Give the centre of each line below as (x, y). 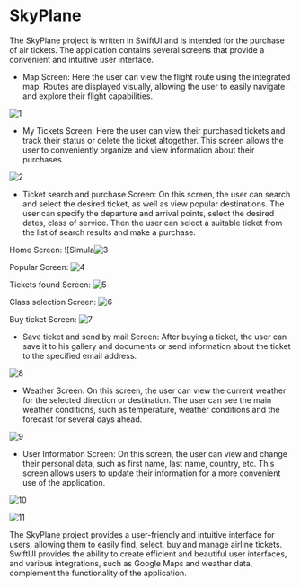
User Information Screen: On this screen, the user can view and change (154, 453)
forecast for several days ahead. (82, 419)
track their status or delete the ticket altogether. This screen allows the (153, 140)
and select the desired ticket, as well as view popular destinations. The (153, 204)
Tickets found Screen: (50, 285)
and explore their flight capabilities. (88, 96)
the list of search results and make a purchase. (109, 232)
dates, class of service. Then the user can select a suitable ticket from (152, 223)
